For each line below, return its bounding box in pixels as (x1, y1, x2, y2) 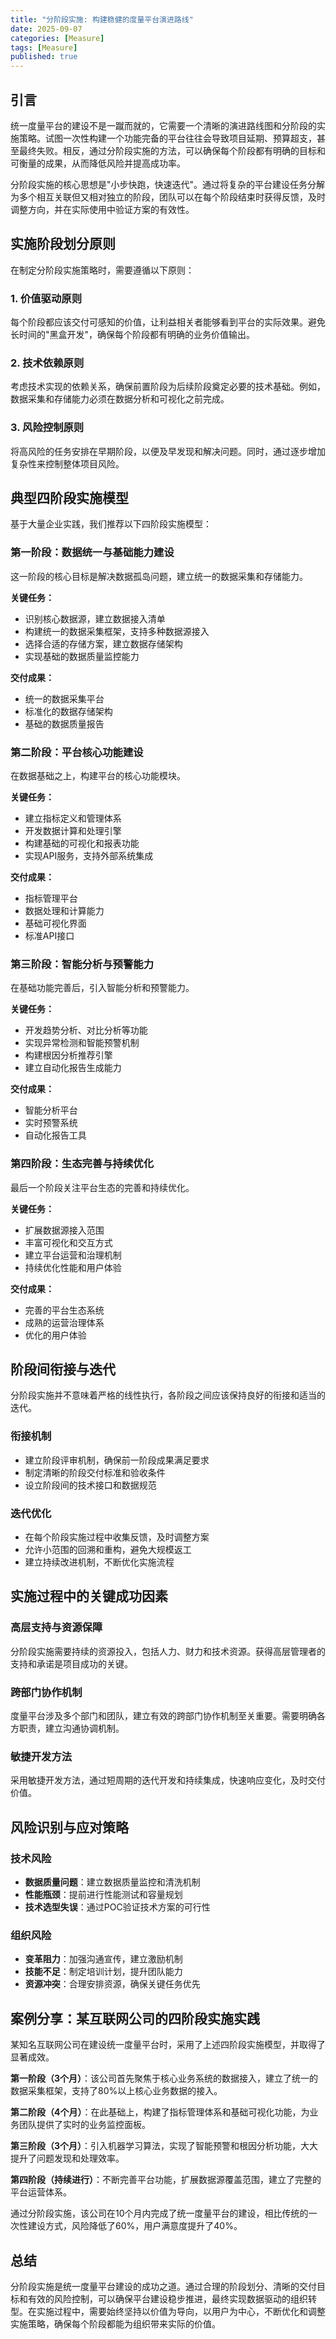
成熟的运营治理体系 (24, 1316, 105, 1328)
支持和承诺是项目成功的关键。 (10, 1657, 133, 1670)
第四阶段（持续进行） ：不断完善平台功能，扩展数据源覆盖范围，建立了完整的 (10, 2174, 322, 2186)
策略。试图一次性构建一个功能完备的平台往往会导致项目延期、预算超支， (18, 132, 317, 144)
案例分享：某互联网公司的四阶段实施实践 (10, 2010, 260, 2027)
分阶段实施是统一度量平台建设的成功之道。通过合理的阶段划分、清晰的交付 (10, 2280, 317, 2292)
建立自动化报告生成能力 (24, 1062, 122, 1074)
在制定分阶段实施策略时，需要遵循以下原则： (10, 264, 195, 276)
